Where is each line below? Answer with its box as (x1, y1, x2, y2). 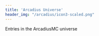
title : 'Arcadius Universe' (5, 7, 64, 12)
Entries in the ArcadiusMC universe (5, 25, 78, 31)
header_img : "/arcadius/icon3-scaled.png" (5, 12, 95, 17)
